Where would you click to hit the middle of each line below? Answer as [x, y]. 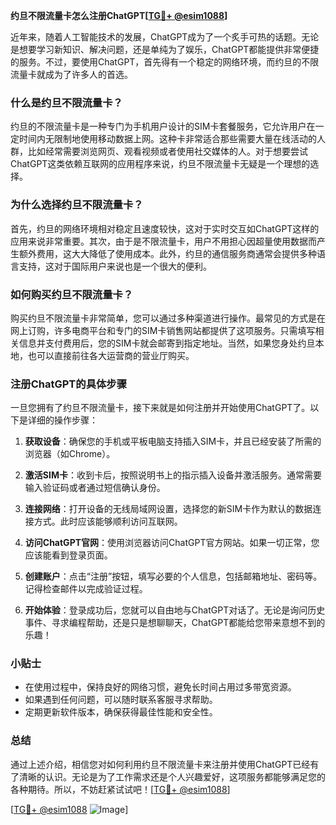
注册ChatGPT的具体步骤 [69, 384]
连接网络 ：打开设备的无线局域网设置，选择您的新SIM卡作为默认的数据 [168, 509]
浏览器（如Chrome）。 [70, 454]
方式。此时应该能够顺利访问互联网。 [108, 521]
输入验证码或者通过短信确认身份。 [95, 488]
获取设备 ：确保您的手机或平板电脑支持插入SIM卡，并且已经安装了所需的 [173, 441]
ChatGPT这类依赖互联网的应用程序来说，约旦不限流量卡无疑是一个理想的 [160, 164]
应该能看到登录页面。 [68, 555]
